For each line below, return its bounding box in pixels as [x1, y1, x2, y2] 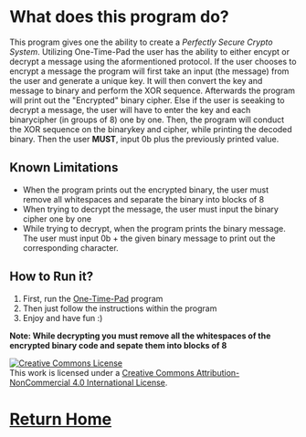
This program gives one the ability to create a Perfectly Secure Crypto [9, 36, 273, 47]
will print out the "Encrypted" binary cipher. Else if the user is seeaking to [9, 94, 285, 106]
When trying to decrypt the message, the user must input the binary [22, 203, 279, 214]
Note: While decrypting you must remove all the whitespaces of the [9, 330, 271, 341]
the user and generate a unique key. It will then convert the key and [9, 75, 263, 86]
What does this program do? [9, 6, 230, 27]
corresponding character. [22, 242, 119, 253]
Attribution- [195, 367, 240, 378]
